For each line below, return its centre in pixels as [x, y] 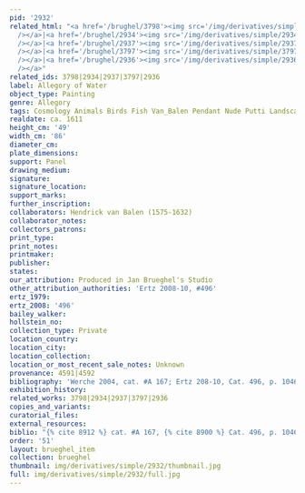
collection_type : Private [58, 331]
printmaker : [32, 255]
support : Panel [38, 161]
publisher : [30, 263]
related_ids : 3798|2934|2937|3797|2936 [85, 77]
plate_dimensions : [44, 153]
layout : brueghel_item [52, 449]
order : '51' [32, 441]
